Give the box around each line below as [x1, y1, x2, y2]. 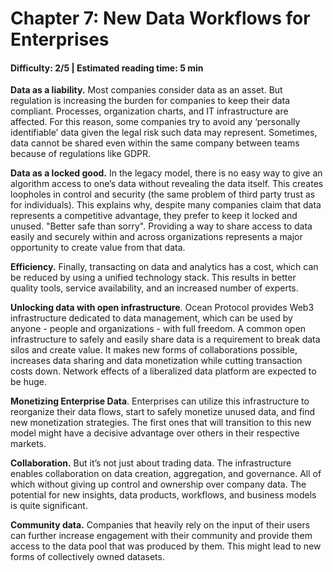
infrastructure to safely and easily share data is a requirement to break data [10, 333, 321, 346]
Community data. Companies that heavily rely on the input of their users [10, 519, 311, 531]
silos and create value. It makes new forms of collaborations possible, [10, 344, 298, 356]
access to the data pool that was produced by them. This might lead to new [10, 540, 322, 552]
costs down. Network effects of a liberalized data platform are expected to [10, 365, 317, 377]
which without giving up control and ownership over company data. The [10, 478, 307, 491]
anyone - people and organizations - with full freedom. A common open [10, 323, 307, 335]
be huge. [10, 376, 48, 388]
